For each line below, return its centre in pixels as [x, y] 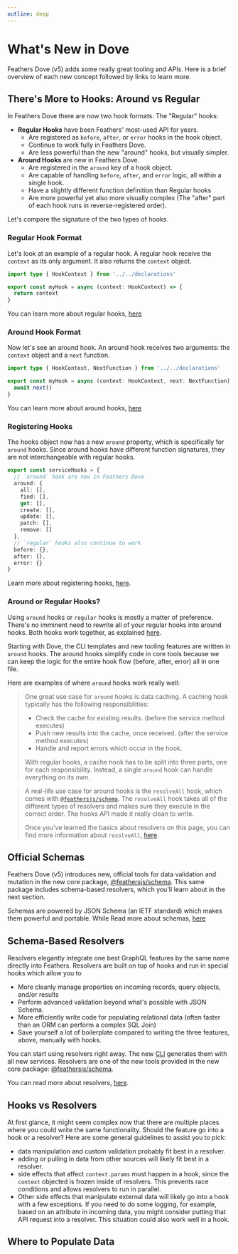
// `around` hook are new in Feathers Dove [79, 477]
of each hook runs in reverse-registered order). [97, 206]
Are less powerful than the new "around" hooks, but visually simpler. [129, 152]
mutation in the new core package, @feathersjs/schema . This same [106, 882]
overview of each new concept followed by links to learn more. [99, 76]
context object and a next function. [59, 355]
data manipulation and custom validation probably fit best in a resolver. [121, 1151]
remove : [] [36, 530]
